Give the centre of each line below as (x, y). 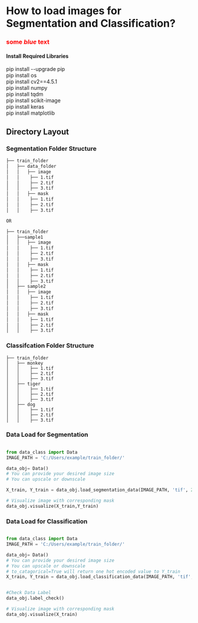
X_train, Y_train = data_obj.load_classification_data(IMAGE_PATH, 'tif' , (100, 577)
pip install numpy (27, 88)
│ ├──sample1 (25, 237)
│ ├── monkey (25, 363)
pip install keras (25, 107)
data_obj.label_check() (35, 598)
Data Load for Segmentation (47, 434)
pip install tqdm (25, 94)
